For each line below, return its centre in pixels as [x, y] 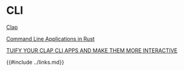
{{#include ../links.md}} [35, 62]
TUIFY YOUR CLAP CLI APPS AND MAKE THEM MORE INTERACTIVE [92, 50]
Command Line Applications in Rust [50, 39]
